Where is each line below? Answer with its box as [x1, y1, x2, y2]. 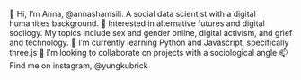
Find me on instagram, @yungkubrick [9, 60, 148, 71]
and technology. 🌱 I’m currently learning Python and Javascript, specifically [9, 37, 289, 48]
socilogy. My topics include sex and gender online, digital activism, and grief [9, 28, 293, 38]
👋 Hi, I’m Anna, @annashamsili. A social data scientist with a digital [9, 9, 256, 19]
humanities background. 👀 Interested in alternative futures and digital [9, 18, 265, 29]
